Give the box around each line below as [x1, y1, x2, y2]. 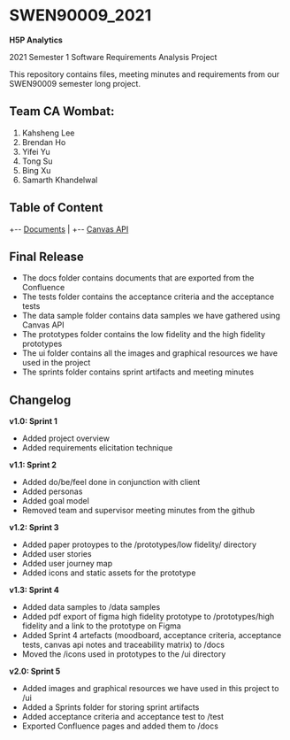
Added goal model [21, 496, 90, 506]
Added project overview [21, 433, 111, 443]
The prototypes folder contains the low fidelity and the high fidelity [21, 329, 266, 340]
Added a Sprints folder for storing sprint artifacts [21, 702, 200, 713]
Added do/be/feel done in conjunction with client [21, 477, 201, 488]
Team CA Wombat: [9, 104, 115, 119]
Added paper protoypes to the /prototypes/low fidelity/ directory [21, 539, 257, 550]
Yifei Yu [21, 146, 50, 157]
